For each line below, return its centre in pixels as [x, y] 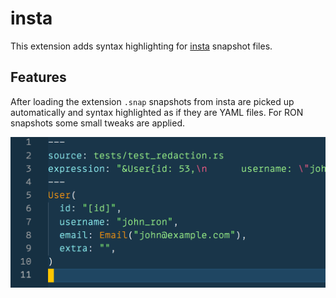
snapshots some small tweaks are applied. [98, 123]
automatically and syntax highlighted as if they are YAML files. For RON [157, 112]
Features [38, 77]
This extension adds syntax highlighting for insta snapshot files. [141, 46]
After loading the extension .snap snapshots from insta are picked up [152, 101]
